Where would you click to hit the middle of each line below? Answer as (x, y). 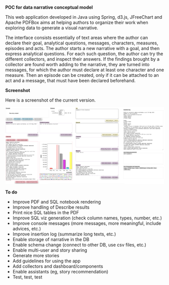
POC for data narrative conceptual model (49, 7)
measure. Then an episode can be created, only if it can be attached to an (82, 75)
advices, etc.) (27, 228)
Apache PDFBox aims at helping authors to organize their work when (77, 22)
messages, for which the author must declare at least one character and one (85, 70)
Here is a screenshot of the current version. (50, 100)
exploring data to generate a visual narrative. (52, 28)
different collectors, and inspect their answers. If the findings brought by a (82, 59)
